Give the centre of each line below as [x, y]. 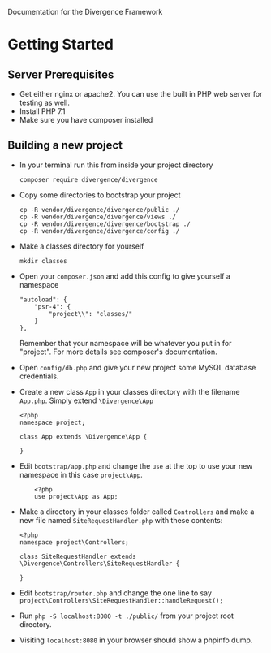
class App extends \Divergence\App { [83, 437]
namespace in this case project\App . [81, 474]
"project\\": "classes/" [91, 314]
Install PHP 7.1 [42, 111]
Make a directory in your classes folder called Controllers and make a [137, 512]
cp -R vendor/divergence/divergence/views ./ [97, 217]
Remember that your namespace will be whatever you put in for [125, 343]
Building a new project [65, 145]
